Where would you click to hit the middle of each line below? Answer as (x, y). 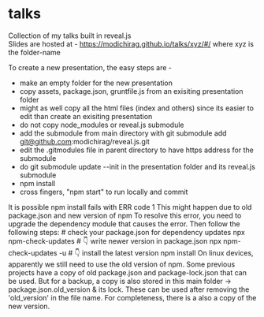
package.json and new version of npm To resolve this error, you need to (125, 215)
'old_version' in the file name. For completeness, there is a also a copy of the (132, 297)
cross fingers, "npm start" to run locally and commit (104, 192)
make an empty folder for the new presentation (96, 83)
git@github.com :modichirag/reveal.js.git (84, 141)
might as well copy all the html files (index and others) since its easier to (137, 108)
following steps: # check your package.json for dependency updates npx (127, 232)
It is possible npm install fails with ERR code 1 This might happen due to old (130, 207)
